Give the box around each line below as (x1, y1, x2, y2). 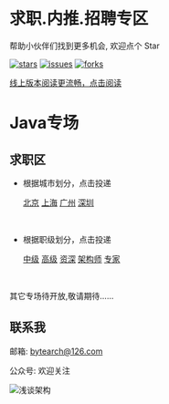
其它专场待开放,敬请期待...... (9, 290, 114, 301)
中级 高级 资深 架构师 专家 (22, 253, 121, 264)
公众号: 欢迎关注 (9, 365, 70, 376)
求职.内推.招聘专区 (9, 8, 149, 29)
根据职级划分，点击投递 (22, 233, 111, 244)
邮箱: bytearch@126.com (9, 346, 103, 357)
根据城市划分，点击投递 (22, 177, 111, 188)
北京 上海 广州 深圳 (22, 197, 94, 208)
